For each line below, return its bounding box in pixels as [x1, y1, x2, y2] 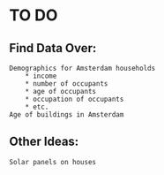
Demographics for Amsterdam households [9, 64, 156, 72]
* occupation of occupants [25, 95, 124, 103]
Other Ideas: [9, 134, 79, 149]
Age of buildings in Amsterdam [9, 110, 124, 119]
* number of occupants [25, 80, 108, 88]
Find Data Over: [9, 41, 97, 56]
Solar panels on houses [9, 157, 97, 166]
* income [25, 72, 57, 80]
